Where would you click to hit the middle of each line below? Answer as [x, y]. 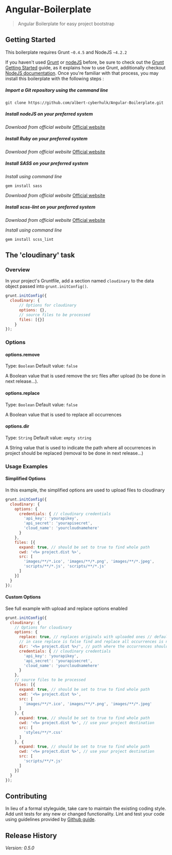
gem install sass [24, 186]
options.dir [17, 426]
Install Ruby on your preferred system [47, 139]
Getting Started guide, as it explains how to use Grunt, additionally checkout [85, 67]
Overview [18, 270]
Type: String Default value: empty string [48, 438]
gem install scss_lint [29, 239]
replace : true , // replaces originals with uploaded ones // [85, 637]
